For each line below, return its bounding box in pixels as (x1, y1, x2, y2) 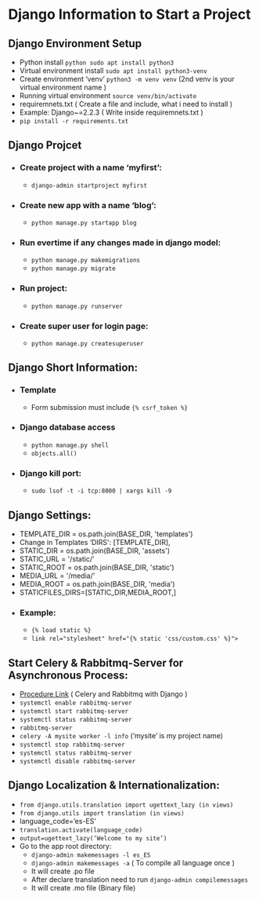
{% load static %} (31, 627, 92, 635)
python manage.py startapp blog (31, 218, 137, 227)
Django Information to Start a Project (8, 5, 252, 24)
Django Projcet (8, 139, 82, 152)
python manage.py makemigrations (31, 257, 141, 265)
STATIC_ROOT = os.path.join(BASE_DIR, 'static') (19, 562, 174, 572)
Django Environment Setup (8, 37, 142, 50)
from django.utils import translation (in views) (19, 809, 185, 818)
